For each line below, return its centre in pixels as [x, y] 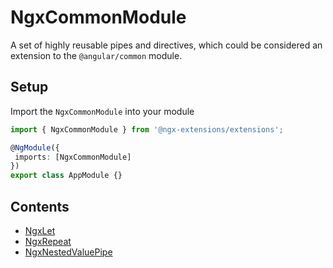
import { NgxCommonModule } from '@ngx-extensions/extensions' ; [147, 129]
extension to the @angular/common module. [96, 55]
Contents [40, 206]
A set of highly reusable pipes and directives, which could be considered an [166, 45]
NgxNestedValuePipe [68, 252]
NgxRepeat [48, 241]
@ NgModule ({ [35, 147]
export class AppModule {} [66, 176]
